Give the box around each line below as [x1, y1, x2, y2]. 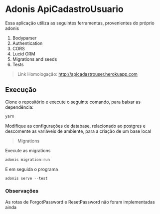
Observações [5, 188, 39, 195]
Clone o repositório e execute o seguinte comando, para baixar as [5, 99, 141, 105]
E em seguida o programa [5, 166, 58, 172]
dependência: [5, 104, 34, 110]
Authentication [12, 40, 43, 46]
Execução [5, 86, 37, 94]
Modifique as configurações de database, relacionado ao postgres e [5, 123, 146, 129]
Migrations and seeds [12, 56, 57, 62]
